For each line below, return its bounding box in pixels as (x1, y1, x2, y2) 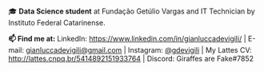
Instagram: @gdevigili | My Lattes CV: (127, 45, 252, 54)
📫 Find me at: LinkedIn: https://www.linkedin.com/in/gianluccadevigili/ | (8, 34, 246, 43)
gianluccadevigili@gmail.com (25, 45, 122, 54)
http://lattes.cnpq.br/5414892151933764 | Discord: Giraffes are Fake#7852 (8, 54, 254, 63)
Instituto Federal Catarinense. (8, 18, 106, 27)
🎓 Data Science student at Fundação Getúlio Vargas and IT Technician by (8, 6, 256, 16)
